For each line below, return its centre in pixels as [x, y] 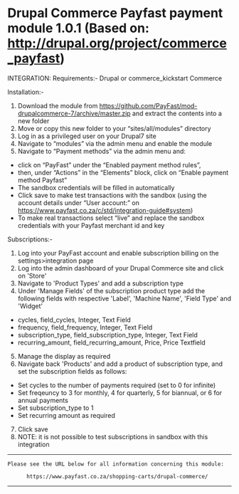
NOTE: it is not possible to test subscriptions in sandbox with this [113, 436]
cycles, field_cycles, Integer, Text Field [74, 320]
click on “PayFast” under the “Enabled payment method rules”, [109, 164]
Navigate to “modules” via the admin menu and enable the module [115, 143]
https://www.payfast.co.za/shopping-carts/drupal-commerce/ [117, 476]
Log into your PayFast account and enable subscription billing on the [118, 253]
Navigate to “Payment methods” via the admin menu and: [102, 151]
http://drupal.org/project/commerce [117, 43]
